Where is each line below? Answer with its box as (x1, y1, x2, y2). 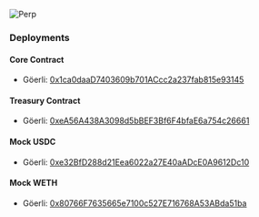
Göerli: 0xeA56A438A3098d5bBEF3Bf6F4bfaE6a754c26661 (22, 115, 250, 127)
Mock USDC (9, 136, 56, 147)
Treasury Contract (9, 95, 81, 106)
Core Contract (9, 54, 65, 65)
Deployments (9, 31, 70, 44)
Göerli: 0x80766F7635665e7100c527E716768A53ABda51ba (22, 197, 247, 209)
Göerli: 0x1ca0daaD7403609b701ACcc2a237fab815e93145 (22, 74, 244, 86)
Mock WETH (9, 178, 58, 189)
